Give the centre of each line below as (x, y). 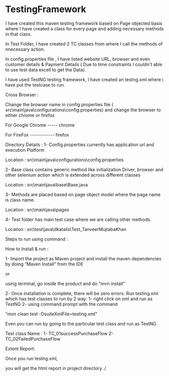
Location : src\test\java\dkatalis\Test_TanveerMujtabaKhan (66, 229)
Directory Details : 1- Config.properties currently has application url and (80, 145)
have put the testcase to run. (35, 85)
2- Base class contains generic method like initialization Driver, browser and (84, 169)
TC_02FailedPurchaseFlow (33, 339)
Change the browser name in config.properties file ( (59, 104)
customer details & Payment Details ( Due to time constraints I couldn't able (84, 64)
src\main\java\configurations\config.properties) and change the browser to (83, 110)
